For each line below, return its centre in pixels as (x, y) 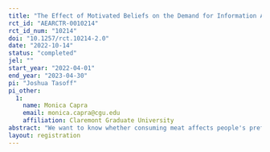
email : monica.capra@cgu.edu (72, 113)
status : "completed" (43, 53)
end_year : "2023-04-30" (48, 76)
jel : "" (21, 61)
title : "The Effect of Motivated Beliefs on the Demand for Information (133, 16)
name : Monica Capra (55, 105)
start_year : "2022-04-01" (51, 68)
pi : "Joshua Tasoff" (43, 83)
